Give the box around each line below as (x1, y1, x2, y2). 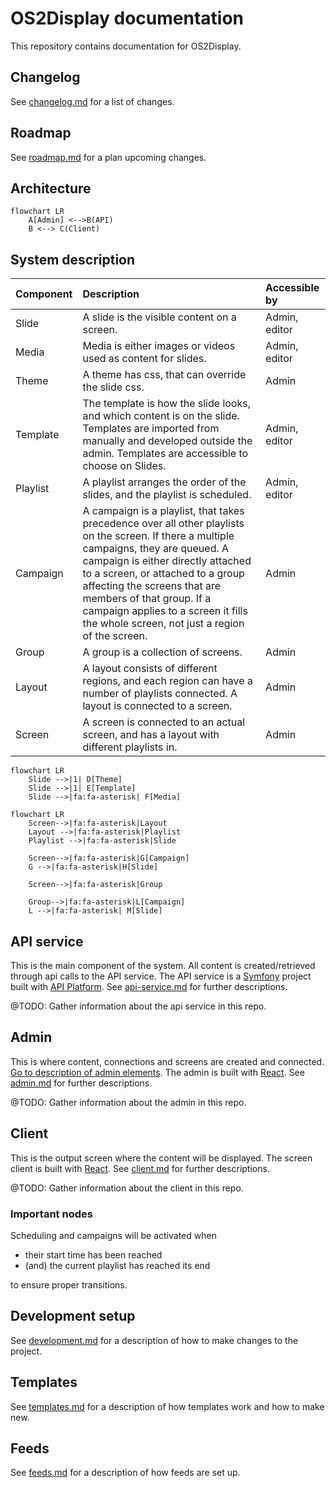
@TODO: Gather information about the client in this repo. (10, 1182, 244, 1194)
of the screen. (82, 629, 148, 643)
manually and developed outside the (82, 434, 253, 448)
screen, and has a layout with (82, 728, 220, 742)
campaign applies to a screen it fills (82, 604, 248, 618)
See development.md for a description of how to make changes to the (10, 1334, 299, 1346)
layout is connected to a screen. (82, 699, 233, 713)
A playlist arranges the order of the (82, 475, 247, 489)
